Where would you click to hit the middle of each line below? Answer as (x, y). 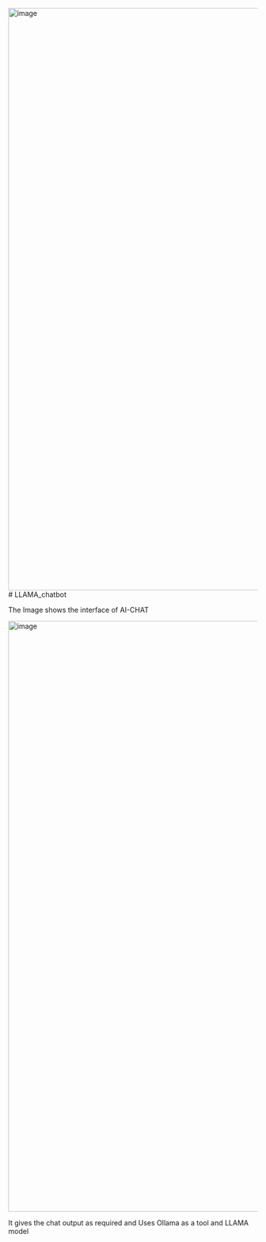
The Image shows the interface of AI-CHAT (78, 610)
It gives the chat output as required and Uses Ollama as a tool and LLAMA (129, 1223)
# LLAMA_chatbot (38, 594)
